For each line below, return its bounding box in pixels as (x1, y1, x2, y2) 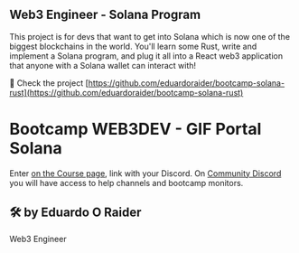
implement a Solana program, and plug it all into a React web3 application (9, 50, 284, 61)
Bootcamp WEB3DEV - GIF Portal (9, 119, 262, 139)
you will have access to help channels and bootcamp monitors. (9, 177, 244, 188)
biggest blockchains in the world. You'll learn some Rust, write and (9, 41, 257, 52)
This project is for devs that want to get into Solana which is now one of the (9, 31, 291, 42)
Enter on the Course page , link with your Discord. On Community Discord (9, 167, 282, 179)
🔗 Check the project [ (9, 77, 89, 89)
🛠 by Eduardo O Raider (9, 205, 142, 220)
